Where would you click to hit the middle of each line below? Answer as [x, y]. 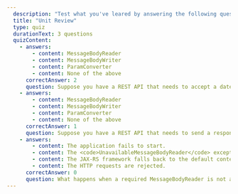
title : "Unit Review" [45, 21]
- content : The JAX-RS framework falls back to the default [123, 160]
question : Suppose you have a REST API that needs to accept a [121, 87]
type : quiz [29, 27]
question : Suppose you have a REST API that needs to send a [118, 133]
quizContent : [32, 41]
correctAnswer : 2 [51, 80]
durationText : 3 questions [53, 34]
